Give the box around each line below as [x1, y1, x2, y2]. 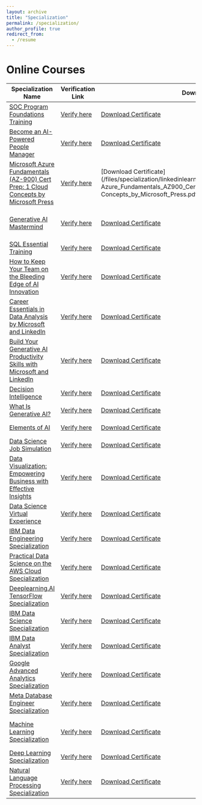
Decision [9, 385, 34, 393]
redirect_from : [6, 31, 44, 37]
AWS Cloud [9, 566, 41, 575]
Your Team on [9, 265, 49, 273]
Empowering [9, 469, 45, 478]
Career [9, 297, 29, 306]
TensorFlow [9, 591, 43, 600]
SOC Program [9, 102, 48, 111]
